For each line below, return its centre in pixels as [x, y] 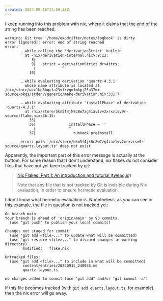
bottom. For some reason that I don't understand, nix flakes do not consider [81, 160]
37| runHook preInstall [71, 133]
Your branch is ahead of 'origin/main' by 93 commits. [62, 218]
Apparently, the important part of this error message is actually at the [75, 155]
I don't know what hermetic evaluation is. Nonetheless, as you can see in [79, 199]
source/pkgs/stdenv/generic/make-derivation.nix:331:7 [62, 94]
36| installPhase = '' [68, 124]
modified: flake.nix [46, 248]
